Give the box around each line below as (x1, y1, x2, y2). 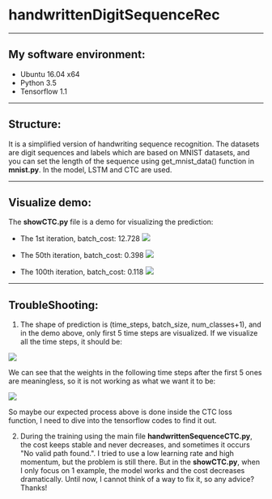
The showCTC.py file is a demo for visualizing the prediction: (8, 217, 214, 227)
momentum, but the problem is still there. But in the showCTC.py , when (19, 457, 261, 467)
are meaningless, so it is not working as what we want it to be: (8, 376, 216, 386)
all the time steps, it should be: (19, 337, 123, 347)
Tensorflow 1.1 (19, 87, 67, 96)
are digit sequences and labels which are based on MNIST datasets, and (8, 147, 250, 157)
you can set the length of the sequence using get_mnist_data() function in (8, 156, 255, 166)
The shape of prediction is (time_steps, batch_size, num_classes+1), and (19, 319, 261, 329)
